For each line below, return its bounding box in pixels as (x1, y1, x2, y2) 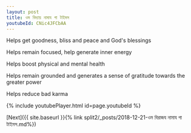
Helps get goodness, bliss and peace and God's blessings (6, 37, 152, 44)
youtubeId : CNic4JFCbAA (6, 20, 67, 26)
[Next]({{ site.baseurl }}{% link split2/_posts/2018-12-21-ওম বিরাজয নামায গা (6, 114, 183, 121)
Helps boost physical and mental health (6, 60, 105, 67)
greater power (6, 78, 42, 86)
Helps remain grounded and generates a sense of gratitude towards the (6, 72, 186, 80)
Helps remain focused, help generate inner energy (6, 49, 132, 56)
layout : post (6, 9, 39, 15)
